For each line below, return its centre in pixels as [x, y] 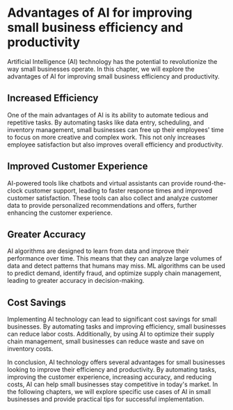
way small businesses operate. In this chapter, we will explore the [101, 69]
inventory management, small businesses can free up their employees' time [115, 129]
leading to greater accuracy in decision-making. [76, 281]
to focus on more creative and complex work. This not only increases [106, 137]
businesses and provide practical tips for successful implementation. [106, 399]
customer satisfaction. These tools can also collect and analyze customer [112, 198]
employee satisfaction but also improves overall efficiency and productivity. [115, 145]
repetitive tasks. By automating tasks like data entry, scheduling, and [106, 122]
